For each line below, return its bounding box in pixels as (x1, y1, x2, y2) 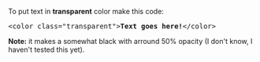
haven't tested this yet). (8, 45, 85, 54)
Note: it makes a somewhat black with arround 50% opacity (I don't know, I (8, 37, 253, 46)
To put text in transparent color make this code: (8, 7, 164, 16)
